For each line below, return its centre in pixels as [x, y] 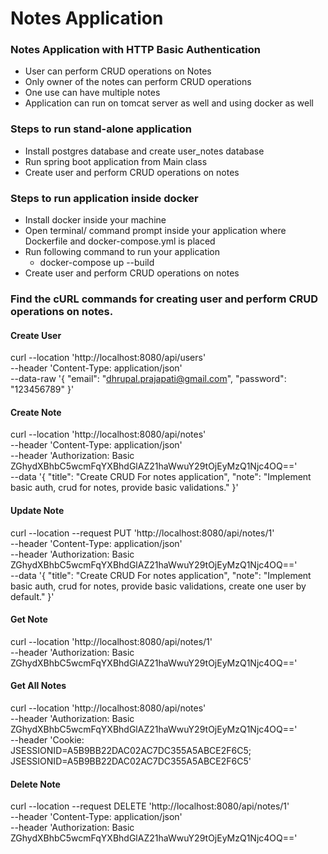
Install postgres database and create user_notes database [144, 151]
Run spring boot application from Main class [116, 161]
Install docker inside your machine [95, 220]
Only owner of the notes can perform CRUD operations [138, 82]
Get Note [29, 619]
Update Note [37, 510]
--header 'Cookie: [47, 740]
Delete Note [35, 784]
